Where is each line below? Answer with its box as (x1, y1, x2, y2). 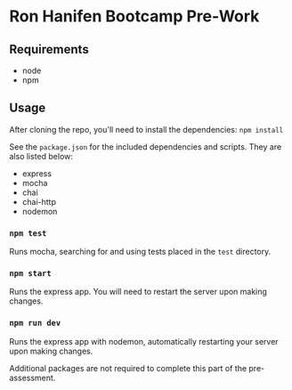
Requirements (9, 42, 89, 57)
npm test (9, 228, 47, 238)
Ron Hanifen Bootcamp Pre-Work (9, 6, 260, 27)
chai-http (21, 196, 56, 207)
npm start (9, 269, 52, 279)
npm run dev (9, 318, 61, 329)
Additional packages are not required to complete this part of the (9, 362, 247, 373)
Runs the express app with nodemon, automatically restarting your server (9, 336, 279, 346)
